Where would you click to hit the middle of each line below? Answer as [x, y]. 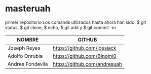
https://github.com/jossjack [85, 48]
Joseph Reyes [24, 48]
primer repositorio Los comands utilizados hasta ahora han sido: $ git [76, 22]
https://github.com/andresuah [87, 64]
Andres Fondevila [28, 64]
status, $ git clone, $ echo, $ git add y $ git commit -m [60, 27]
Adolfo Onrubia [25, 56]
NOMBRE [28, 39]
